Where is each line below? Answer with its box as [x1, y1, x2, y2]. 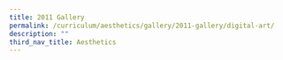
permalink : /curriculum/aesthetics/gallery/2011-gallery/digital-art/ [9, 21, 275, 30]
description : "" [9, 29, 69, 38]
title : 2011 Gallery [9, 12, 86, 22]
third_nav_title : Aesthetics [9, 37, 117, 47]
